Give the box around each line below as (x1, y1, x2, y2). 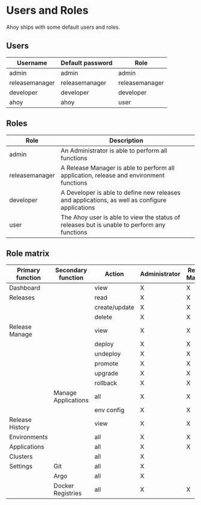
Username (17, 58, 48, 67)
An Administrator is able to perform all (60, 146, 167, 155)
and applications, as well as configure (60, 196, 167, 204)
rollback (95, 379, 118, 387)
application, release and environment (60, 171, 165, 179)
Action (104, 270, 124, 278)
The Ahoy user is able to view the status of (60, 213, 181, 221)
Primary (17, 266, 41, 275)
